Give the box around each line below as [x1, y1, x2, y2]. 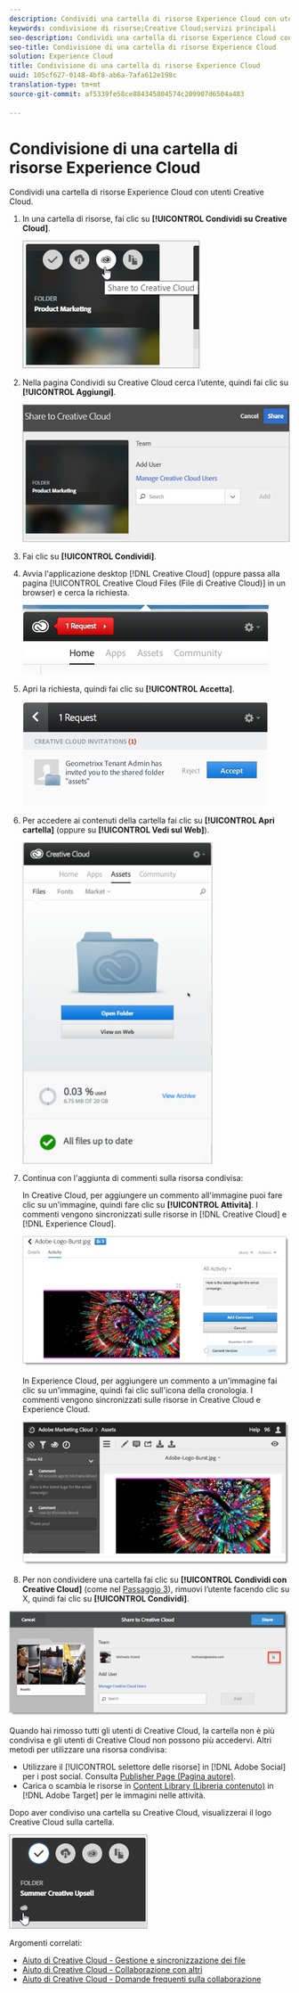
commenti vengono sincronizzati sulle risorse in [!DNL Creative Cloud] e [21, 1209, 287, 1220]
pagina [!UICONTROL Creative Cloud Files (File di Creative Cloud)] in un [21, 578, 287, 588]
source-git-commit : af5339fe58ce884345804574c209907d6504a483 [9, 89, 245, 98]
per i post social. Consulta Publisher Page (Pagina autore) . [21, 1771, 237, 1782]
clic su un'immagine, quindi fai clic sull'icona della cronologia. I [21, 1385, 254, 1396]
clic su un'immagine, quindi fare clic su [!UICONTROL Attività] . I [21, 1200, 258, 1210]
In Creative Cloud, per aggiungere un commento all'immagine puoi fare [21, 1190, 283, 1201]
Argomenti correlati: [9, 1938, 83, 1948]
